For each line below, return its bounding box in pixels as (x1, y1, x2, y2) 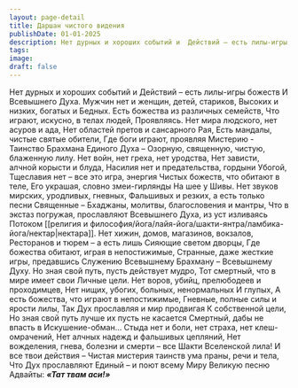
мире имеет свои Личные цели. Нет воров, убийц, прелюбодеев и (9, 275, 262, 285)
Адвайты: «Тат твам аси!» (9, 369, 111, 379)
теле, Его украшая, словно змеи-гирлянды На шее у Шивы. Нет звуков (9, 181, 278, 191)
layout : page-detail (9, 12, 86, 22)
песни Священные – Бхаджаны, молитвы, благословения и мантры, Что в (9, 199, 289, 210)
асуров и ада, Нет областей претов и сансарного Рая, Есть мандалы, (9, 124, 272, 135)
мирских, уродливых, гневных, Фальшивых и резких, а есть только (9, 190, 265, 200)
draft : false (9, 63, 58, 72)
